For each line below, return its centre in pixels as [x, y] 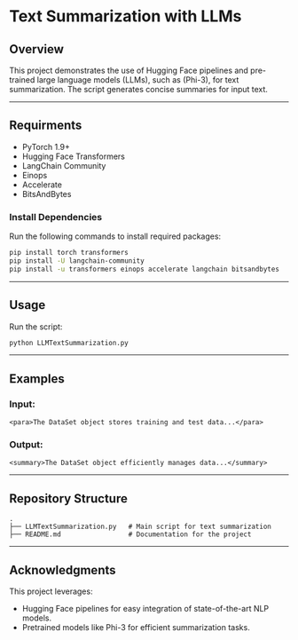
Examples [37, 379]
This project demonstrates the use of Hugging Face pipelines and [129, 70]
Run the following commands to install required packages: [115, 236]
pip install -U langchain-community [77, 261]
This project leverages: [51, 591]
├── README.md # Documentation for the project [130, 534]
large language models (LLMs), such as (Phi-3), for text [138, 80]
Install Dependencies [56, 217]
